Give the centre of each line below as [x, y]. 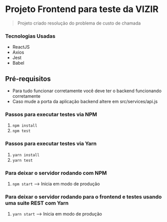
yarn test [23, 160]
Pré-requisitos [28, 79]
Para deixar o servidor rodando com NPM [56, 173]
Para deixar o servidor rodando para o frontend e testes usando [83, 196]
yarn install [26, 155]
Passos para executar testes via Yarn [51, 144]
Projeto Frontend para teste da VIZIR [82, 9]
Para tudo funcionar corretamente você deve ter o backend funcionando [87, 91]
